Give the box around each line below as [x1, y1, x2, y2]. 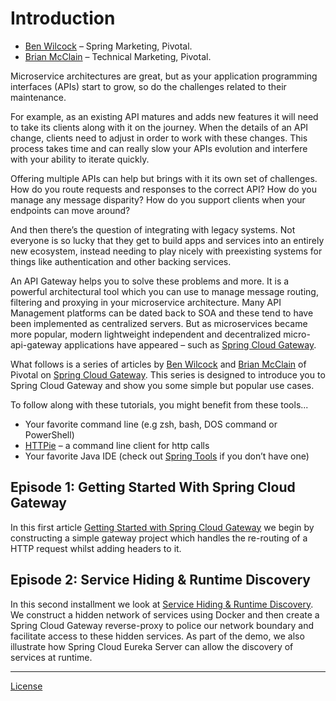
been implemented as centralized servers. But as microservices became [10, 317, 308, 329]
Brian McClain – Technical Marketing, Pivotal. [24, 50, 212, 62]
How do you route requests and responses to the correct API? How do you [10, 183, 317, 195]
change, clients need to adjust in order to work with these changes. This [10, 132, 308, 144]
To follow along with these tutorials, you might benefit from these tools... [10, 398, 309, 411]
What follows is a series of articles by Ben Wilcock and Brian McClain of [10, 358, 307, 370]
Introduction [10, 7, 116, 30]
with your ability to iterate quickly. [10, 153, 150, 165]
